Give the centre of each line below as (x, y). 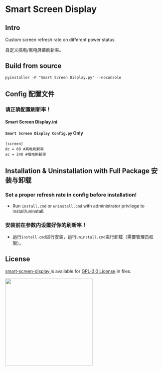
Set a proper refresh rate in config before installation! (71, 195)
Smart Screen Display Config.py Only (44, 133)
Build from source (33, 66)
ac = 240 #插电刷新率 (26, 154)
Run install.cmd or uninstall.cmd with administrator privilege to (78, 205)
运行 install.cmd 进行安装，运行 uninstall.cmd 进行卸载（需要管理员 (81, 236)
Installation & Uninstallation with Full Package (77, 171)
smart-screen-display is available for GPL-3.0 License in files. (68, 271)
